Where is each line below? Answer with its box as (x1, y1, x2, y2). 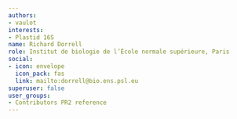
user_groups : (8, 92, 51, 99)
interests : (8, 26, 44, 34)
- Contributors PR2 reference (8, 99, 108, 106)
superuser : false (8, 84, 65, 92)
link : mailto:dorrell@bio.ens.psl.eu (15, 77, 139, 85)
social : (8, 56, 34, 63)
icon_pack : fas (15, 70, 65, 78)
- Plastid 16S (8, 33, 55, 41)
